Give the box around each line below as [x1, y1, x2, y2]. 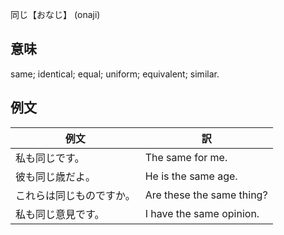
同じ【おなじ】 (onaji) [10, 9, 101, 20]
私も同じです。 [15, 151, 85, 165]
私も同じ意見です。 [15, 207, 105, 221]
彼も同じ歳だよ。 [15, 169, 97, 183]
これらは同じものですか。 [15, 188, 136, 202]
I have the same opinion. [144, 206, 260, 220]
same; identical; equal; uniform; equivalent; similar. [10, 68, 220, 80]
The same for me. [144, 150, 228, 164]
